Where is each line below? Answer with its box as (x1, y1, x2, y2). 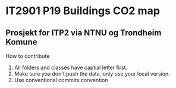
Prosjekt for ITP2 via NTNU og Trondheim (5, 28, 162, 38)
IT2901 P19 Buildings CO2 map (5, 4, 160, 18)
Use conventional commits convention (14, 77, 108, 83)
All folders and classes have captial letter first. (14, 64, 128, 71)
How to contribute (5, 53, 50, 60)
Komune (5, 37, 37, 47)
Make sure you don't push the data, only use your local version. (14, 70, 170, 77)
